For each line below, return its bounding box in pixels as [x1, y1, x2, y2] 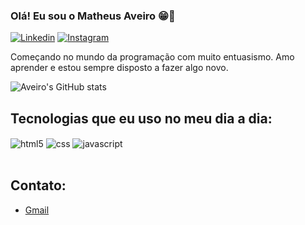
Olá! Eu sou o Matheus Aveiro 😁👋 [10, 9, 176, 23]
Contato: [10, 177, 67, 194]
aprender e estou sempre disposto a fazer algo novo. [10, 62, 229, 74]
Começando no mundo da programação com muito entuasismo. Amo [10, 51, 295, 63]
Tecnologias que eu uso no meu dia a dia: [10, 110, 273, 127]
